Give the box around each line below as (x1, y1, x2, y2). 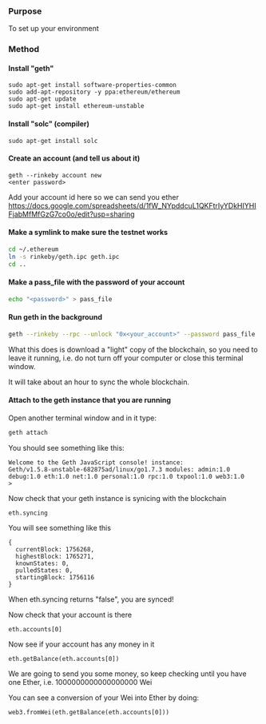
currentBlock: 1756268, (15, 545, 94, 553)
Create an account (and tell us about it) (8, 153, 141, 163)
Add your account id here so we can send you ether (8, 192, 180, 201)
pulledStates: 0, (15, 566, 73, 575)
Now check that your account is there (8, 610, 133, 619)
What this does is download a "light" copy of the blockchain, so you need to (8, 344, 258, 354)
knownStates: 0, (15, 559, 69, 567)
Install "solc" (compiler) (8, 119, 90, 129)
